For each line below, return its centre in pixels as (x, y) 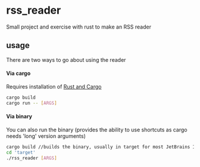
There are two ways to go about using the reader (66, 59)
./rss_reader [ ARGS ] (32, 158)
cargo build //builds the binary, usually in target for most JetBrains (98, 147)
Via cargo (18, 73)
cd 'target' (21, 152)
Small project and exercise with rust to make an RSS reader (79, 27)
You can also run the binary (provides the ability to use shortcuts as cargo (97, 130)
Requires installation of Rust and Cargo (54, 86)
